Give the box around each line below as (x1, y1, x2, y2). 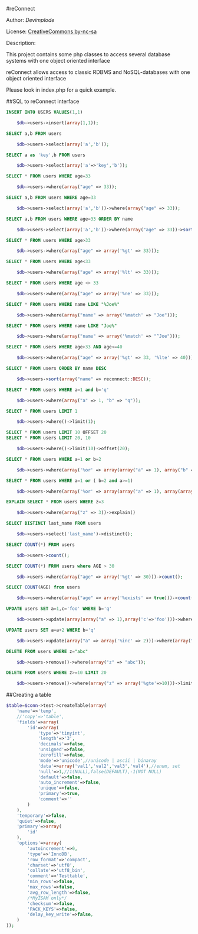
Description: (6, 40, 36, 46)
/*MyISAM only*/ (27, 895, 67, 901)
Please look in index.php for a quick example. (6, 86, 117, 93)
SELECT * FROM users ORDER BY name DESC (6, 366, 107, 371)
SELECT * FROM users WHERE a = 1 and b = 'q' (6, 387, 110, 393)
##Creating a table (6, 691, 52, 699)
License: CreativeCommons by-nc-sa (6, 28, 97, 35)
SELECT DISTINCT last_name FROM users (6, 521, 101, 526)
